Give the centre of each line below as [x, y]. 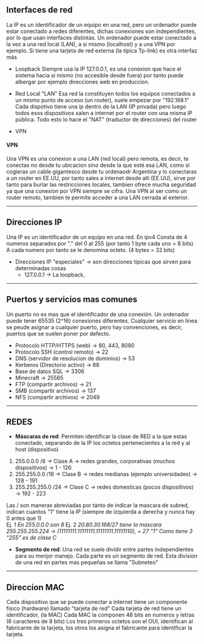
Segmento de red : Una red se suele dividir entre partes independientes [104, 550]
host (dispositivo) [37, 449]
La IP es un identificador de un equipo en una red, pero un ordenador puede [102, 24]
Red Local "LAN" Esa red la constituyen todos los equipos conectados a [105, 93]
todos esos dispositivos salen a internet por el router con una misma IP [104, 113]
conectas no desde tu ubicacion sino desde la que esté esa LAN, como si [98, 165]
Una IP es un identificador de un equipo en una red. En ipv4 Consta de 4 [97, 237]
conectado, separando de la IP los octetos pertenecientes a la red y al [103, 443]
